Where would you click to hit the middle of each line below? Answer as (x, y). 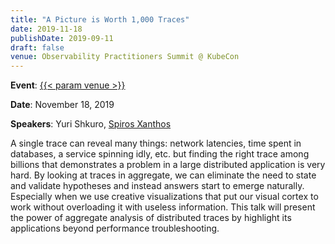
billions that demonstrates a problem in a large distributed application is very (168, 165)
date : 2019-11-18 (46, 29)
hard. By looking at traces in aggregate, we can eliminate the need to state (163, 175)
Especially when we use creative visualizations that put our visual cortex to (164, 197)
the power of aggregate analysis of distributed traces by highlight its (151, 218)
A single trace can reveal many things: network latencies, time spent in (156, 143)
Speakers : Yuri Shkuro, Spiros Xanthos (91, 124)
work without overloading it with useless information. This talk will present (163, 207)
